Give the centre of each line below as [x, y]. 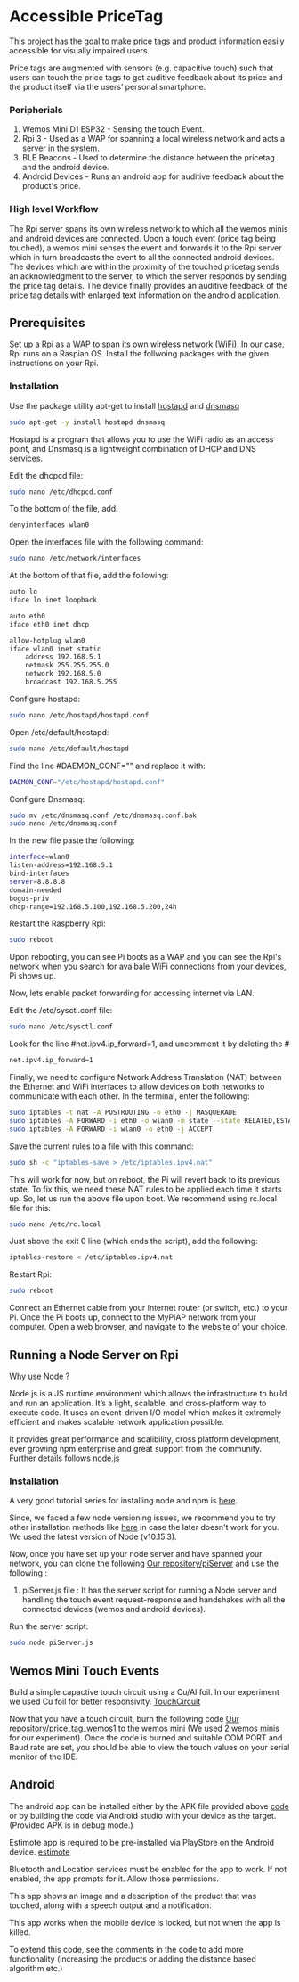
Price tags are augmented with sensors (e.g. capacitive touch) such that [141, 68]
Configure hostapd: [45, 699]
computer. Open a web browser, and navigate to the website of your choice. [148, 1327]
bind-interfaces [39, 874]
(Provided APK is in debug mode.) [71, 1825]
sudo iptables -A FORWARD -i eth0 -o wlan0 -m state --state [125, 1120]
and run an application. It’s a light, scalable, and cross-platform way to [138, 1403]
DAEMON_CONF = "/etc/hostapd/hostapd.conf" [87, 782]
